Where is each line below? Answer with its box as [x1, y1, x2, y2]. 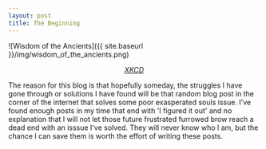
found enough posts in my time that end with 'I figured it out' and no [8, 105, 232, 116]
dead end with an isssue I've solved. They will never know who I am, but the [8, 123, 259, 132]
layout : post [8, 11, 52, 20]
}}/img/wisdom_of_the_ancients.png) [8, 49, 129, 59]
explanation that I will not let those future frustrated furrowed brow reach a [8, 114, 254, 124]
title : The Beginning [8, 19, 81, 27]
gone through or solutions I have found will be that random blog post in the [8, 88, 254, 98]
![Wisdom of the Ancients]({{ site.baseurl [8, 41, 144, 50]
